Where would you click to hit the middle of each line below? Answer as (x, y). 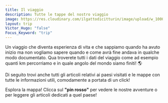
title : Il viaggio (24, 10)
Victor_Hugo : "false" (28, 28)
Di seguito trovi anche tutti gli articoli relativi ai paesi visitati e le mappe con (82, 75)
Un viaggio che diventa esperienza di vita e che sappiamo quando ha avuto (83, 47)
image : (12, 19)
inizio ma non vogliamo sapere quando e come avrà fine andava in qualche (82, 52)
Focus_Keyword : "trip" (29, 33)
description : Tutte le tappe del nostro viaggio (57, 14)
